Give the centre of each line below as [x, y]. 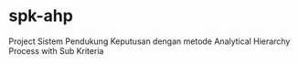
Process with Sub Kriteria [56, 50]
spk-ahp [41, 16]
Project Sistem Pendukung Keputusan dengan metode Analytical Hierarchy [149, 41]
